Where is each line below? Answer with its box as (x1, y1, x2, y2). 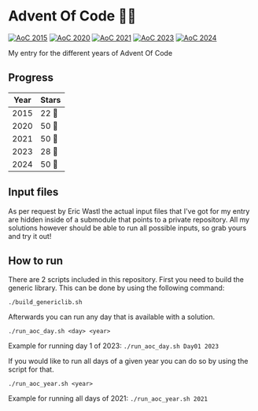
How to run (8, 254, 64, 267)
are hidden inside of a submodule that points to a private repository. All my (8, 215, 250, 224)
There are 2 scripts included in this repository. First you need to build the (8, 275, 244, 284)
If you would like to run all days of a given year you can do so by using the (8, 357, 249, 366)
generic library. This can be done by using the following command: (8, 283, 225, 293)
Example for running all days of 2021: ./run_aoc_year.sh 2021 (8, 394, 208, 403)
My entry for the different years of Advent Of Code (8, 48, 173, 57)
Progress (8, 71, 53, 85)
